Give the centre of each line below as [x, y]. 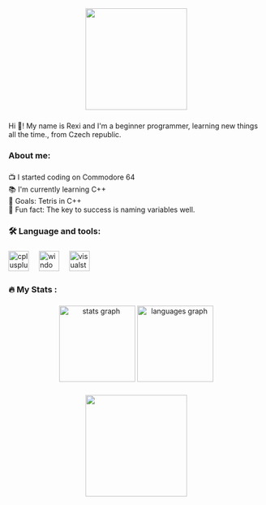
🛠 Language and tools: [55, 231]
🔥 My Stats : [33, 289]
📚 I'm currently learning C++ [58, 189]
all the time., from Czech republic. [65, 134]
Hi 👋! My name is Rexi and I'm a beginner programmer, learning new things [133, 126]
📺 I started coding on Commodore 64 [72, 177]
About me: [30, 155]
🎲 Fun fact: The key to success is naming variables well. [102, 209]
